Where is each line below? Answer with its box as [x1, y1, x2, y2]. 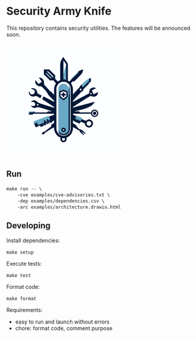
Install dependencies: [6, 236, 60, 244]
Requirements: [6, 306, 43, 314]
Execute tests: [6, 260, 42, 267]
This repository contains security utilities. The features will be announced [6, 24, 191, 32]
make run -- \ [6, 185, 43, 192]
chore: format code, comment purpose [15, 324, 113, 332]
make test [6, 272, 32, 278]
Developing [6, 221, 51, 231]
